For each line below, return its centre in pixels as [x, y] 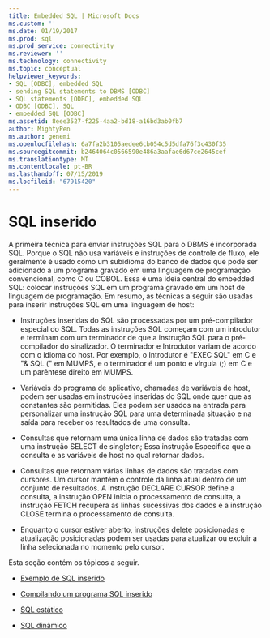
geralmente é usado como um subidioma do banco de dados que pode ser [133, 261]
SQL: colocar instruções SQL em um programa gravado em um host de [127, 287]
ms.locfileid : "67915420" [52, 182]
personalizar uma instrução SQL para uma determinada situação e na [136, 413]
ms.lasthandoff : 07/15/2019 [56, 174]
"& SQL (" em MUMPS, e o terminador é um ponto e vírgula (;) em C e [136, 363]
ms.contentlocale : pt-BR [50, 167]
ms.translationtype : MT [49, 159]
